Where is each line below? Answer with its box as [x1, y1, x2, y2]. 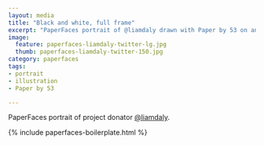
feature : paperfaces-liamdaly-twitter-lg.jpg [15, 41, 167, 49]
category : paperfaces [8, 56, 79, 63]
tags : [8, 63, 26, 71]
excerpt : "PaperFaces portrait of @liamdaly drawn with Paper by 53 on [8, 26, 247, 34]
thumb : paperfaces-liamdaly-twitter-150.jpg [15, 48, 163, 56]
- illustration [8, 77, 58, 85]
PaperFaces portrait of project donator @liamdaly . [8, 113, 170, 122]
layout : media [8, 11, 55, 20]
